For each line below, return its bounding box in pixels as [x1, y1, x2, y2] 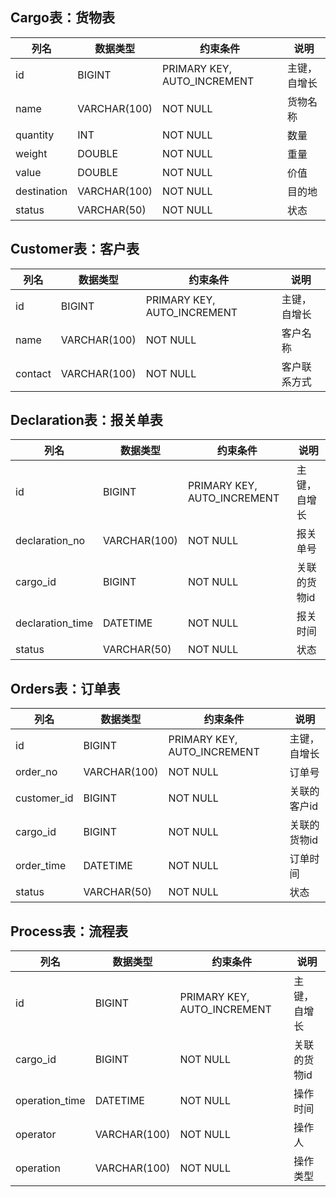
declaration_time [15, 616, 94, 630]
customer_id [15, 791, 74, 805]
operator [15, 1128, 57, 1142]
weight [15, 146, 48, 160]
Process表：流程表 [10, 923, 128, 940]
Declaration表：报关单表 [10, 412, 163, 429]
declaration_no [15, 534, 86, 548]
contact [15, 366, 52, 380]
